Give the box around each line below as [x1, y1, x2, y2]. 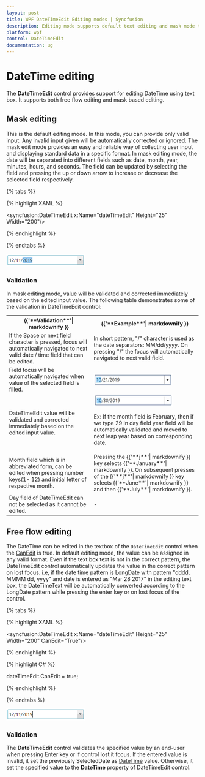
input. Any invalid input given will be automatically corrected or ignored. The [6, 137, 198, 144]
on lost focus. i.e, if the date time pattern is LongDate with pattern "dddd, [6, 569, 190, 576]
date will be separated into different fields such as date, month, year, [6, 156, 179, 164]
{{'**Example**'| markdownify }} [101, 320, 189, 327]
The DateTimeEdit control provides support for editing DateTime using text [6, 89, 195, 97]
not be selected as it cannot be [9, 500, 87, 508]
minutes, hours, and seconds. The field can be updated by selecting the [6, 162, 187, 170]
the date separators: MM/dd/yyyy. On [93, 341, 188, 349]
